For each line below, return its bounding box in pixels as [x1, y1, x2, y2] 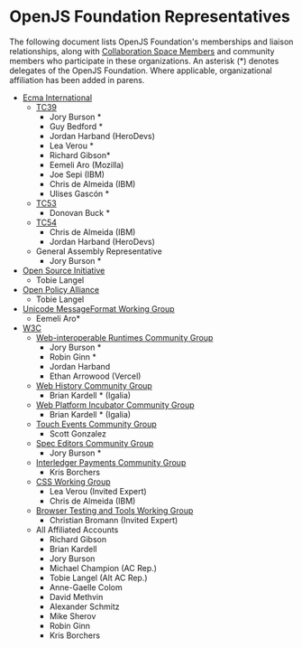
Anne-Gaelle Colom [49, 581, 124, 593]
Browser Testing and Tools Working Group [35, 504, 194, 516]
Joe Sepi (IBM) [49, 169, 105, 180]
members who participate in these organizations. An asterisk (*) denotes [9, 55, 279, 66]
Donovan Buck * [49, 207, 111, 218]
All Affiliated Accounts [35, 524, 119, 535]
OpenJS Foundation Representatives [9, 6, 291, 27]
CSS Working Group [35, 476, 111, 487]
